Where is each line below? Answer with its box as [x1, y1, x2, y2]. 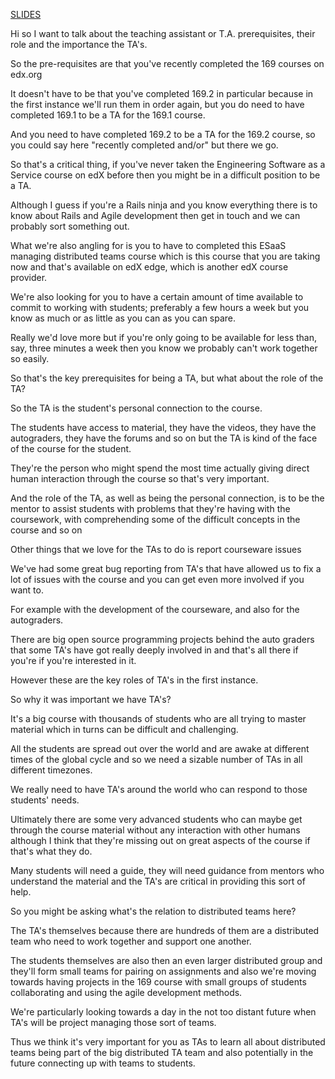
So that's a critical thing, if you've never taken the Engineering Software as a [10, 159, 326, 170]
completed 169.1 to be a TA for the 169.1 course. [10, 109, 206, 121]
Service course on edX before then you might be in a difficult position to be [10, 169, 321, 181]
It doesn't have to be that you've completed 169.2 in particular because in [10, 88, 314, 99]
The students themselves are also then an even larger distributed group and [10, 955, 323, 966]
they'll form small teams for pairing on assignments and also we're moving [10, 965, 317, 977]
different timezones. [10, 764, 93, 776]
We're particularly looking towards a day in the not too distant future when [10, 1006, 317, 1018]
